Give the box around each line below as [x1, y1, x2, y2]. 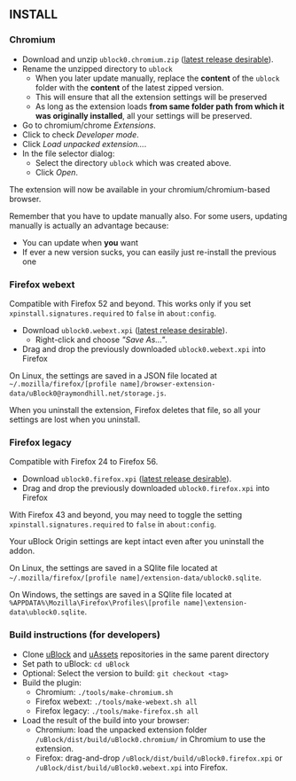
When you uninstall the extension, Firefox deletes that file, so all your [9, 404, 261, 415]
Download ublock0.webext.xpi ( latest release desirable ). [21, 324, 228, 335]
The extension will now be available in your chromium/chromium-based [9, 184, 270, 194]
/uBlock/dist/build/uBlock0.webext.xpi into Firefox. [35, 761, 229, 772]
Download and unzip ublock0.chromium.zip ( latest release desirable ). [21, 53, 274, 65]
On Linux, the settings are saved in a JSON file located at [9, 370, 217, 380]
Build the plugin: [21, 677, 82, 688]
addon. [9, 545, 35, 557]
